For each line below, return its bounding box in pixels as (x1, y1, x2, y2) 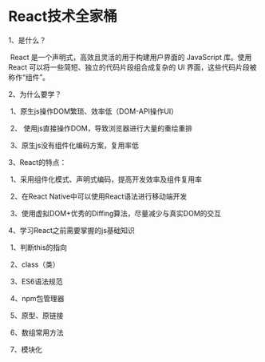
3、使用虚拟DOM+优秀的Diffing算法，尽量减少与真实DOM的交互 (10, 208, 222, 218)
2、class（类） (10, 259, 60, 269)
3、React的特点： (8, 157, 67, 167)
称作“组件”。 (8, 72, 50, 82)
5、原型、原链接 (10, 310, 64, 320)
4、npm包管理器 (10, 293, 65, 303)
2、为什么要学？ (8, 89, 62, 99)
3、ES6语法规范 (10, 276, 63, 286)
